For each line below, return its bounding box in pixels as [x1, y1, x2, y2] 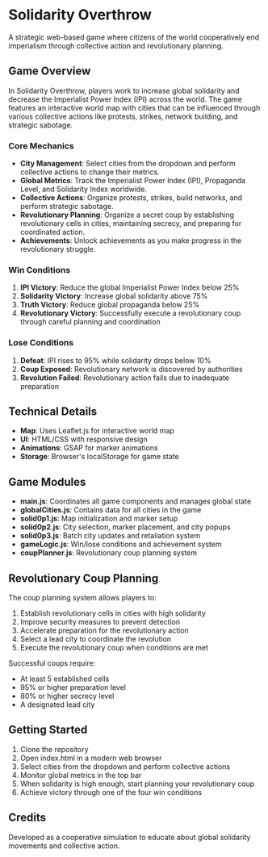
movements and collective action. [8, 841, 120, 851]
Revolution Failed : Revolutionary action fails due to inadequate [19, 373, 230, 383]
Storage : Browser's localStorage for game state [19, 452, 179, 462]
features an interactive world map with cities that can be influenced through [8, 102, 261, 112]
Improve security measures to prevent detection [19, 617, 180, 627]
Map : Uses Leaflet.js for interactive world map [19, 426, 175, 436]
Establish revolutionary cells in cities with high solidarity [19, 608, 206, 618]
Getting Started [8, 723, 88, 737]
